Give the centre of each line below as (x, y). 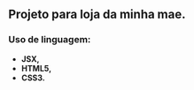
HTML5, (36, 68)
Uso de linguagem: (50, 40)
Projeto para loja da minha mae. (97, 15)
